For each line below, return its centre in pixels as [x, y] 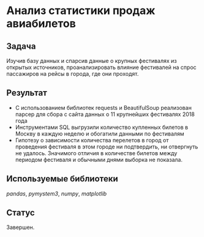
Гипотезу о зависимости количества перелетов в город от [92, 140]
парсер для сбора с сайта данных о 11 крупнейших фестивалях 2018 [105, 114]
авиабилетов [41, 24]
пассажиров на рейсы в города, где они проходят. [73, 74]
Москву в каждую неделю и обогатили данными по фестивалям [100, 133]
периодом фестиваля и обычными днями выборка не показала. [99, 159]
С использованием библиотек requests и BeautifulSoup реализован [103, 108]
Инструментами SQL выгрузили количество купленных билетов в [102, 127]
